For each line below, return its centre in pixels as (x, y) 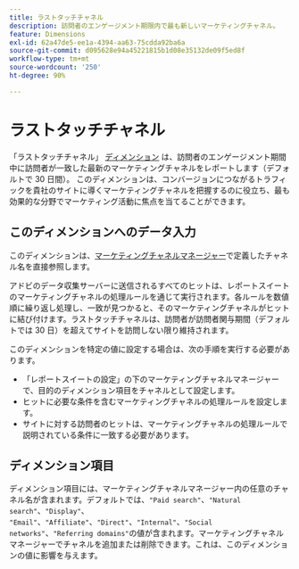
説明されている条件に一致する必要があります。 (108, 434)
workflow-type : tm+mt (50, 59)
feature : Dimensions (48, 34)
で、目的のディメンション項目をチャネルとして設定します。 (131, 390)
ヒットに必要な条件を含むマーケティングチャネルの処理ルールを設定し (151, 401)
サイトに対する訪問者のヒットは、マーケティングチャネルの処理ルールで (155, 424)
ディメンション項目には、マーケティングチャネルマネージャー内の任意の (141, 489)
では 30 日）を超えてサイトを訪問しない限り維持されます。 (125, 330)
